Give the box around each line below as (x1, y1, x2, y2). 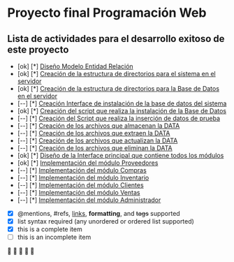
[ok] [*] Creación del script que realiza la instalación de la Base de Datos (17, 107, 227, 115)
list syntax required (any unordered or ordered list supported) (17, 217, 194, 226)
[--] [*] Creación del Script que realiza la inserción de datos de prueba (17, 114, 221, 122)
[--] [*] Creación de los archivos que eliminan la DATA (17, 144, 173, 152)
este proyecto (7, 43, 69, 55)
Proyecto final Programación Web (7, 5, 207, 21)
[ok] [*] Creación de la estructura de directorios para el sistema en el (17, 70, 217, 78)
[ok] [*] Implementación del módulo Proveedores (17, 159, 159, 167)
